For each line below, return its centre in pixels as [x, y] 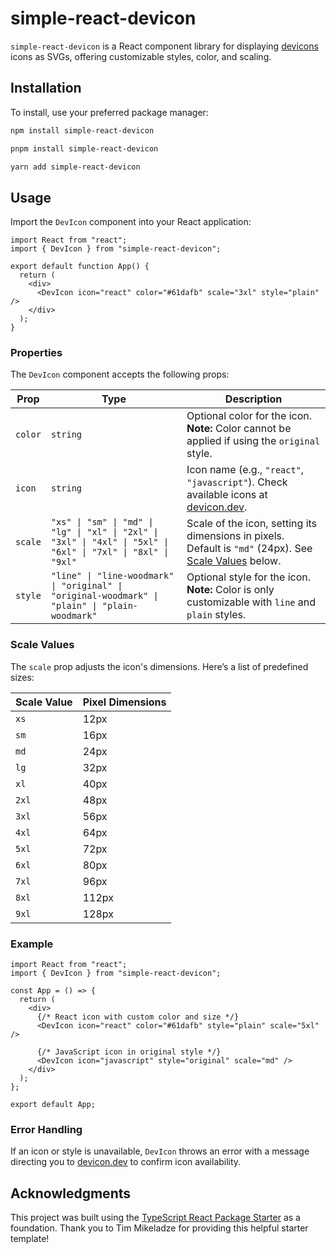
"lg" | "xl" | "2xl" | [104, 532]
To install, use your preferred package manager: [109, 112]
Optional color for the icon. [249, 416]
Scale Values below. [234, 561]
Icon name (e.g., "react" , [245, 470]
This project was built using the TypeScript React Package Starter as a [155, 1218]
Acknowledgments [71, 1193]
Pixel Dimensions [124, 702]
